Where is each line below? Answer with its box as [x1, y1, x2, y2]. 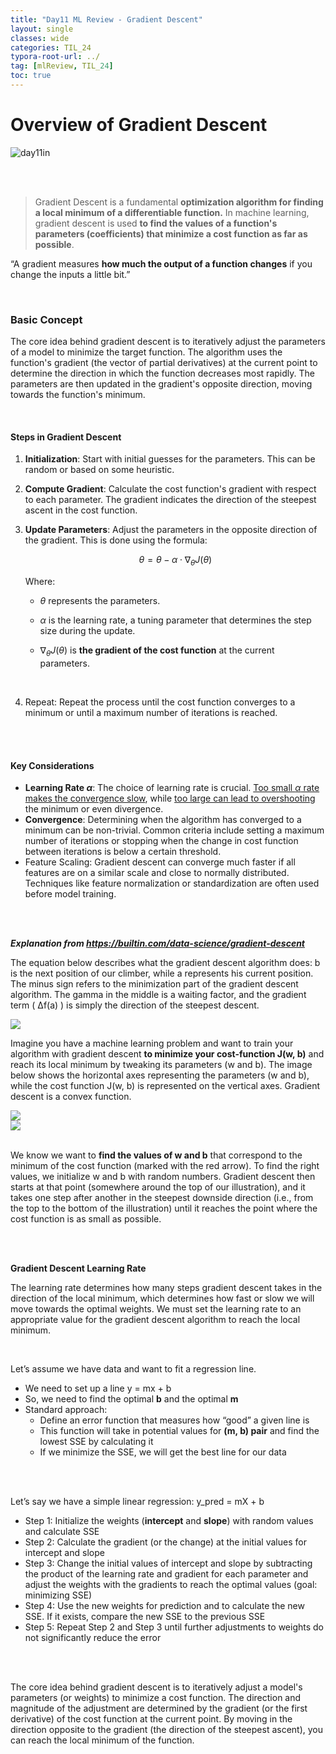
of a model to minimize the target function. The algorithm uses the [10, 346, 283, 358]
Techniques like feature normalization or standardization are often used [24, 877, 320, 890]
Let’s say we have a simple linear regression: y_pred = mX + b [10, 1496, 265, 1508]
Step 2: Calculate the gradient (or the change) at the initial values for [24, 1536, 307, 1548]
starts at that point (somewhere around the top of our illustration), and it [10, 1181, 306, 1193]
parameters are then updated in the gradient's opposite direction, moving [10, 378, 313, 390]
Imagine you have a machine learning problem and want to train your [10, 1037, 294, 1050]
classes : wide [10, 33, 70, 43]
